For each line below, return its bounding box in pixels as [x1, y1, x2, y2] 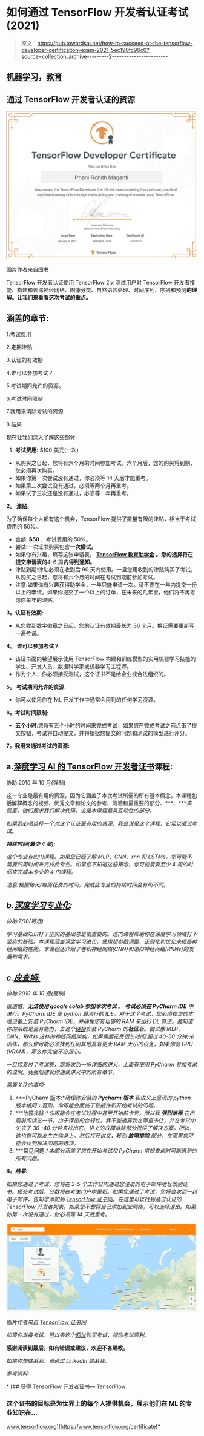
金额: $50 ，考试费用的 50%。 [15, 535, 91, 542]
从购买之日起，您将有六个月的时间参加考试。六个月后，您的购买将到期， [15, 459, 196, 466]
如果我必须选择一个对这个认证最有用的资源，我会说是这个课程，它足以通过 [6, 820, 192, 827]
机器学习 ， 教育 [6, 72, 62, 82]
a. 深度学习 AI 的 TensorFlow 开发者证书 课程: [6, 762, 173, 772]
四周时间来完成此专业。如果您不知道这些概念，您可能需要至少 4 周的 [16, 860, 188, 868]
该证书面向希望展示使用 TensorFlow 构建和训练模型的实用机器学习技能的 [15, 655, 196, 662]
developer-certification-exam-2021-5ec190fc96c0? [21, 46, 150, 53]
